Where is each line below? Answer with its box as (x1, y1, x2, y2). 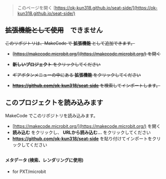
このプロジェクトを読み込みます (5, 98, 103, 107)
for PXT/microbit (12, 169, 46, 175)
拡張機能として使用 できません (5, 26, 103, 34)
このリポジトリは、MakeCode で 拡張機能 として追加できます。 (5, 40, 135, 46)
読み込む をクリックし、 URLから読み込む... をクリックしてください (12, 129, 151, 135)
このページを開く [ (17, 5, 56, 10)
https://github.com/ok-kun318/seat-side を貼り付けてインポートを (12, 135, 153, 141)
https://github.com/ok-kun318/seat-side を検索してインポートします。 (12, 82, 161, 89)
